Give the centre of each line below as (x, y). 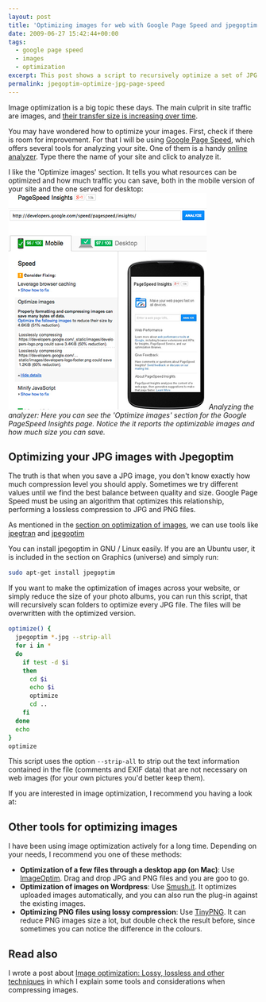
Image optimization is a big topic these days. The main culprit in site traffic (130, 107)
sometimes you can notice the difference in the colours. (111, 929)
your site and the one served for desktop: (76, 189)
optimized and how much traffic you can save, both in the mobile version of (132, 180)
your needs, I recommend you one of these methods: (95, 854)
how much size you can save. (57, 432)
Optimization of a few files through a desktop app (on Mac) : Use (127, 870)
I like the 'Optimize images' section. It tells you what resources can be (122, 171)
